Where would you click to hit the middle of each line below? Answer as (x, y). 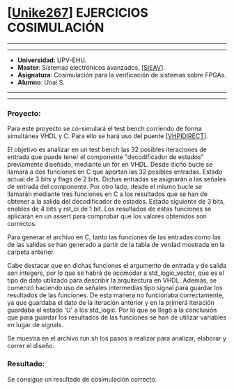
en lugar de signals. (36, 325)
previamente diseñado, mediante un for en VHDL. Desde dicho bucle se (110, 165)
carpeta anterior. (31, 252)
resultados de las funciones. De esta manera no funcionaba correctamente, (116, 295)
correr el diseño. (31, 346)
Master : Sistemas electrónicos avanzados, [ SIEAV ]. (91, 67)
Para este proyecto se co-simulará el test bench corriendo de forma (104, 129)
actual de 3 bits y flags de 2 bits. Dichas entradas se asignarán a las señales (117, 179)
